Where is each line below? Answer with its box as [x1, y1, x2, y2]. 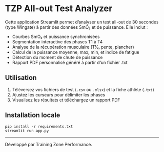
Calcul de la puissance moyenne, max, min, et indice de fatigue [12, 49, 140, 55]
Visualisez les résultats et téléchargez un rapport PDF [12, 97, 121, 103]
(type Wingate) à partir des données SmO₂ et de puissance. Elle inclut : [5, 24, 148, 30]
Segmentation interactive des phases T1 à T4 [12, 38, 103, 44]
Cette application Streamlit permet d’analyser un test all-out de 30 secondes [5, 19, 159, 25]
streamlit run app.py [5, 128, 49, 133]
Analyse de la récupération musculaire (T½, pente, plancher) [12, 44, 134, 50]
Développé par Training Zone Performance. [5, 141, 93, 147]
